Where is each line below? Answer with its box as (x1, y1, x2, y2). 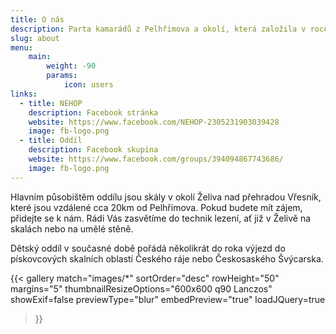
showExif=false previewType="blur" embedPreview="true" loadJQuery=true (10, 293, 326, 305)
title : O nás (10, 14, 65, 25)
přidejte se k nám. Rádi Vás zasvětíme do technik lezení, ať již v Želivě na (10, 212, 312, 224)
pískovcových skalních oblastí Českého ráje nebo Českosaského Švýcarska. (10, 252, 324, 265)
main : (28, 52, 52, 62)
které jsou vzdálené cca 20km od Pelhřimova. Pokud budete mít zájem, (10, 201, 303, 213)
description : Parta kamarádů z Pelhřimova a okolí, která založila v (10, 24, 307, 34)
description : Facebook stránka (28, 107, 159, 118)
